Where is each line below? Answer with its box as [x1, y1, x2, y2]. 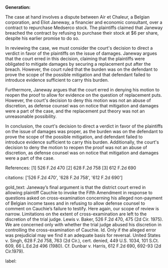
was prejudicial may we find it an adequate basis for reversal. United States [5, 232, 161, 238]
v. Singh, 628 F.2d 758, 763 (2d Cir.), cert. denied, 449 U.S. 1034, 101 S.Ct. [5, 238, 159, 243]
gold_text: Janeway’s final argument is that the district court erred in [5, 184, 146, 190]
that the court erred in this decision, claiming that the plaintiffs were [5, 56, 145, 62]
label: [5, 258, 17, 264]
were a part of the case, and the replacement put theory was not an [5, 108, 145, 114]
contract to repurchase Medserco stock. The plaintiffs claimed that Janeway [5, 25, 163, 31]
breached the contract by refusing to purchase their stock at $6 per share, [5, 30, 159, 36]
